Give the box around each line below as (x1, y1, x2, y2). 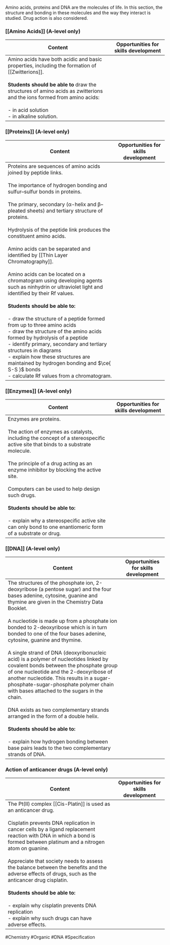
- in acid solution (8, 107, 49, 114)
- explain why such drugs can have (8, 915, 92, 922)
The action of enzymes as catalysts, (8, 428, 94, 435)
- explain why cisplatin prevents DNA (8, 902, 97, 909)
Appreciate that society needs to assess (8, 858, 103, 865)
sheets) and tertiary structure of (27, 207, 103, 214)
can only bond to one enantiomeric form (8, 523, 103, 530)
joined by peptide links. (8, 169, 63, 176)
